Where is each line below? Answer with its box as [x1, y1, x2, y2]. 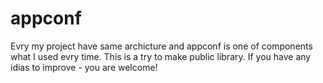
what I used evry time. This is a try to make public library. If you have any [10, 50, 312, 62]
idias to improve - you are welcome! [10, 61, 158, 73]
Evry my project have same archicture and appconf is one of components [10, 40, 313, 52]
